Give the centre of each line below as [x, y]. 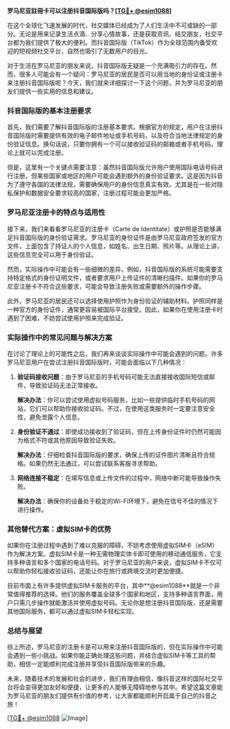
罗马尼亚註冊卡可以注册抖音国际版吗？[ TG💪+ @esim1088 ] [90, 11]
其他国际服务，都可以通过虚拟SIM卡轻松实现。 [73, 611]
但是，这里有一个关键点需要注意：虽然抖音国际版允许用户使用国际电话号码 [112, 167]
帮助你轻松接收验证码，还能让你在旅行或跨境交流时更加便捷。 [100, 571]
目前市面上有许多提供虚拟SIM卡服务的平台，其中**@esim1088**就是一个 [111, 586]
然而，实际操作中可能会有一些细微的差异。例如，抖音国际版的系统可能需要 [112, 269]
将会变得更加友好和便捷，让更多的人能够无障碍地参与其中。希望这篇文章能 [118, 687]
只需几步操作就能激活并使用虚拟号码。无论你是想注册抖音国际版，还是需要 [118, 603]
